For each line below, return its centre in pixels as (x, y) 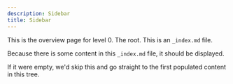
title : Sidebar (29, 20)
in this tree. (23, 74)
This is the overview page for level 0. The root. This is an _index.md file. (110, 40)
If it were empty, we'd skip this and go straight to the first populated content (116, 67)
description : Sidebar (39, 14)
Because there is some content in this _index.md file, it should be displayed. (116, 53)
